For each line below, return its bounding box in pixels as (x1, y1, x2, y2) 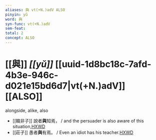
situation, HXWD (12, 123, 45, 129)
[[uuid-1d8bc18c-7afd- (55, 59, 151, 70)
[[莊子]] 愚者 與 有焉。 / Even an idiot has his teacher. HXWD (12, 129, 133, 135)
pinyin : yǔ (5, 12, 28, 17)
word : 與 (5, 17, 22, 22)
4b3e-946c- (5, 70, 58, 81)
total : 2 (5, 31, 23, 36)
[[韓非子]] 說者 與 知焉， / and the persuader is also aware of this (12, 117, 144, 123)
